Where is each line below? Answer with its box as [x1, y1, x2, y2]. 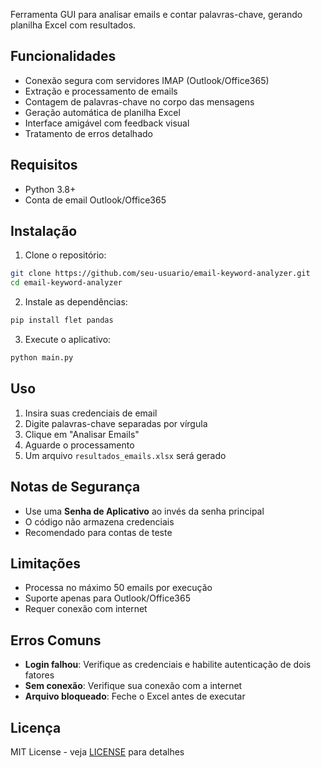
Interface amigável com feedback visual [24, 117, 190, 129]
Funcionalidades [10, 48, 117, 65]
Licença [10, 719, 62, 736]
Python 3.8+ [24, 183, 77, 195]
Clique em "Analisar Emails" [24, 428, 140, 440]
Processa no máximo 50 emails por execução [24, 582, 213, 594]
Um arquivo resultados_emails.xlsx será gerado [24, 449, 227, 461]
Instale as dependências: [24, 296, 128, 308]
